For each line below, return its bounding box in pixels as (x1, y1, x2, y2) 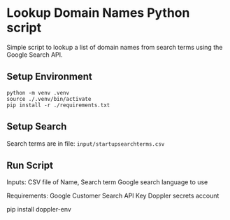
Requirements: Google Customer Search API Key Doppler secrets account (6, 191, 220, 200)
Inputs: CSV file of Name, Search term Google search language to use (6, 178, 208, 186)
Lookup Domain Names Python (6, 5, 190, 21)
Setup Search (6, 121, 67, 132)
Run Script (6, 159, 54, 171)
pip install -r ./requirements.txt (6, 102, 110, 109)
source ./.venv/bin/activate (6, 95, 92, 102)
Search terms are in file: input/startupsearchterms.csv (6, 139, 165, 148)
